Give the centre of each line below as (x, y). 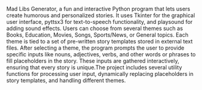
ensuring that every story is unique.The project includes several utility (94, 67)
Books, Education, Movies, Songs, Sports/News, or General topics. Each (97, 35)
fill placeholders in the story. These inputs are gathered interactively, (93, 61)
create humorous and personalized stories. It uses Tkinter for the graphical (101, 15)
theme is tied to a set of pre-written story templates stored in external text (99, 41)
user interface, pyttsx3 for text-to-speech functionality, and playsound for (99, 22)
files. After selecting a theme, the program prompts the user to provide (95, 48)
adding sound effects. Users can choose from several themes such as (95, 28)
